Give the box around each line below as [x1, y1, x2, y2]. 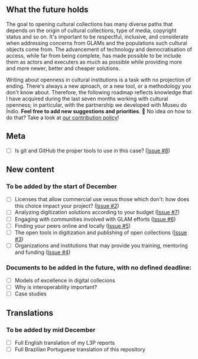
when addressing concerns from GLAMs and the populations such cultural [6, 39, 187, 46]
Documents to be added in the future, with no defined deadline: [6, 263, 192, 272]
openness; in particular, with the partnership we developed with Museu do [6, 101, 187, 109]
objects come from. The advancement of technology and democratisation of [6, 46, 192, 53]
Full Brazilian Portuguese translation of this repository [14, 345, 146, 352]
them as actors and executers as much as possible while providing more [6, 58, 182, 65]
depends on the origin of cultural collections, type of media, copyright [6, 27, 177, 34]
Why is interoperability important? [14, 284, 98, 291]
